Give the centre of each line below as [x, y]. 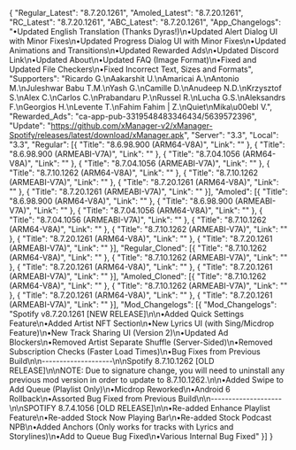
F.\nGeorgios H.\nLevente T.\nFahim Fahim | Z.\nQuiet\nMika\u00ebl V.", [140, 107]
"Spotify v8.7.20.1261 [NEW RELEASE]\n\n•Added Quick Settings [127, 314]
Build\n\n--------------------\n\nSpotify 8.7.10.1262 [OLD [112, 361]
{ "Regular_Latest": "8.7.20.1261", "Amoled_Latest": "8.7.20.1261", [126, 13]
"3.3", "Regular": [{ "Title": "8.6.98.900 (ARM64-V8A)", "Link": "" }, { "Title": [147, 144]
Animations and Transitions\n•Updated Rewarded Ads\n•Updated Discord [144, 50]
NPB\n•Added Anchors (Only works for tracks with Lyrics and [121, 427]
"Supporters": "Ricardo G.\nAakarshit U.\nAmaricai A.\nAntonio [125, 78]
